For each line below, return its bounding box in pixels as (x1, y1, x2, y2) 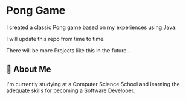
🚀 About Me (6, 64, 51, 75)
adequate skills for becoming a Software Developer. (6, 87, 135, 94)
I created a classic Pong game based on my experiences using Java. (6, 23, 177, 31)
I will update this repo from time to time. (6, 35, 106, 42)
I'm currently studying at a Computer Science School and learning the (6, 80, 180, 87)
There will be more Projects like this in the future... (6, 46, 132, 54)
